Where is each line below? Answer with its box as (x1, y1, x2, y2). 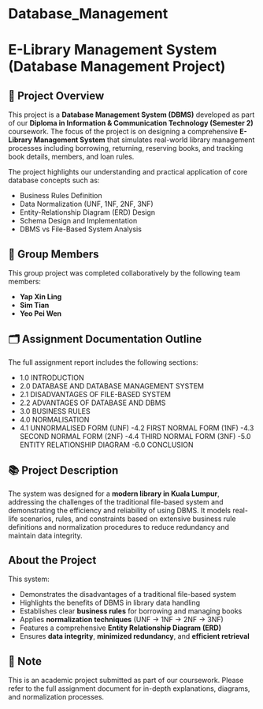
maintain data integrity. (8, 531, 83, 540)
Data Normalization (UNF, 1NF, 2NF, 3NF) (19, 199, 154, 209)
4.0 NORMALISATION (19, 415, 90, 424)
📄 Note (8, 655, 42, 668)
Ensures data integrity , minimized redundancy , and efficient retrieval (19, 632, 250, 641)
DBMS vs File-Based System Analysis (19, 224, 142, 234)
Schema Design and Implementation (19, 216, 138, 226)
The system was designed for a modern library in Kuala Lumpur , (8, 489, 220, 498)
